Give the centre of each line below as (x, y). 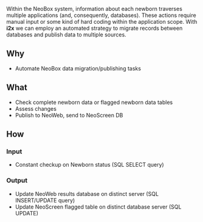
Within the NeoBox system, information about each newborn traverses (94, 9)
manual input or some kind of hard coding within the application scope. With (102, 22)
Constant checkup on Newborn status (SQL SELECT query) (89, 165)
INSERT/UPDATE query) (45, 200)
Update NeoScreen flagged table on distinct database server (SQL (98, 207)
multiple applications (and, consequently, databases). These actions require (101, 15)
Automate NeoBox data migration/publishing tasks (78, 68)
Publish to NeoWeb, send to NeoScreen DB (69, 115)
